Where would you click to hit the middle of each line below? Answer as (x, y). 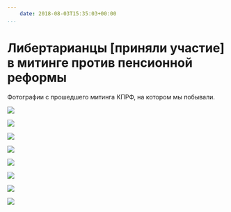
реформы (37, 78)
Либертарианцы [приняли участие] (116, 48)
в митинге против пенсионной (100, 63)
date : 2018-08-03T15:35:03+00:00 (68, 14)
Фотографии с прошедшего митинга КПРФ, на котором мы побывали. (111, 97)
